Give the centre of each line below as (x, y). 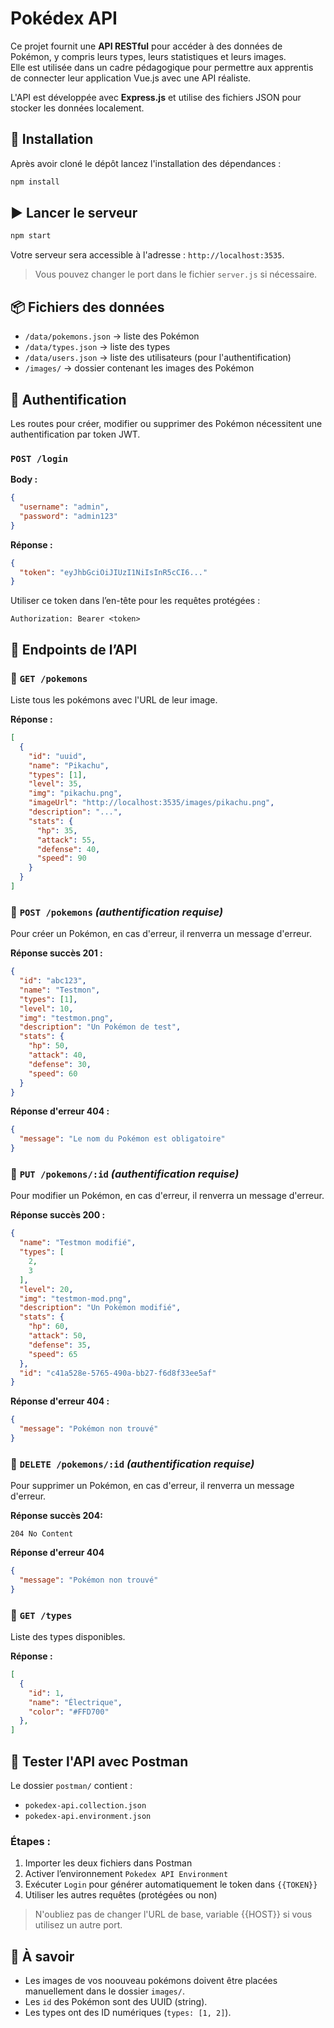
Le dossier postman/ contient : (71, 1786)
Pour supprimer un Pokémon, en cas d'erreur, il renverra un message (152, 1486)
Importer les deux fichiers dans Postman (108, 1863)
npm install (35, 182)
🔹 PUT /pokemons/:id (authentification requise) (125, 1174)
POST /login (39, 458)
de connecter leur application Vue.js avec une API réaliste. (131, 78)
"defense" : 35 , (60, 1345)
